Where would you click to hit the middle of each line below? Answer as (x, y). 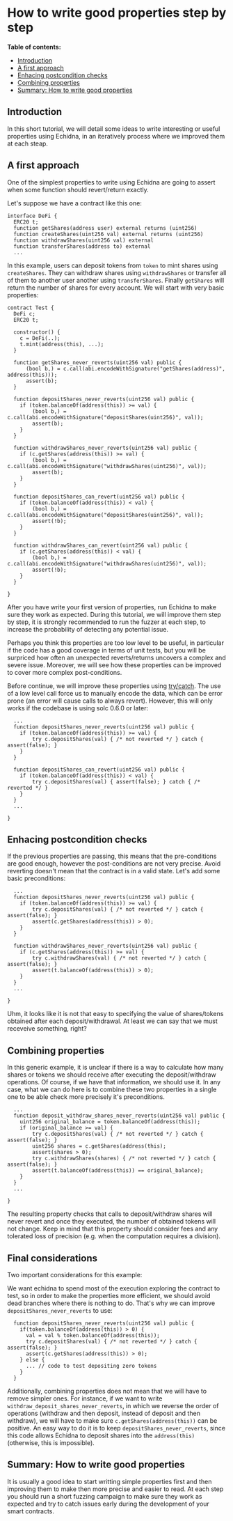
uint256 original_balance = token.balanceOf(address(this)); (110, 1122)
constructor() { (37, 332)
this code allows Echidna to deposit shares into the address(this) (101, 1435)
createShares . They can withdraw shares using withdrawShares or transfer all (117, 272)
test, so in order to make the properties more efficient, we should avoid (109, 1296)
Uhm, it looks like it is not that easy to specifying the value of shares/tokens (115, 1014)
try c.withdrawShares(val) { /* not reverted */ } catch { (120, 958)
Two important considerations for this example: (75, 1275)
